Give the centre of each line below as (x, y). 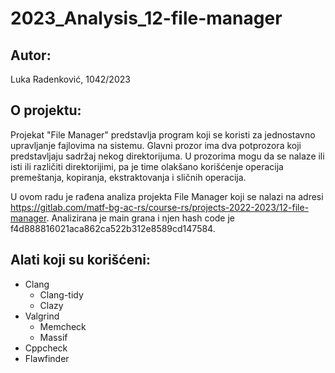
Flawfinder (47, 358)
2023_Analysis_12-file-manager (146, 18)
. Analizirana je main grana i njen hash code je (141, 218)
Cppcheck (46, 348)
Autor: (31, 55)
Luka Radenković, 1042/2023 (70, 79)
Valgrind (42, 316)
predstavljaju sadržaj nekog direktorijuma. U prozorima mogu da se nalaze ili (167, 156)
